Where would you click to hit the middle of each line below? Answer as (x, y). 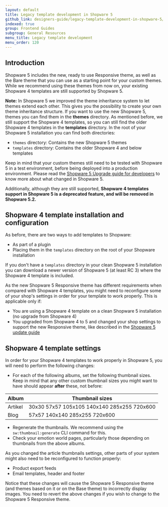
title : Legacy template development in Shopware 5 (59, 15)
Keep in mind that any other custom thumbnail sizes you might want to (85, 381)
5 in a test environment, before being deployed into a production (71, 168)
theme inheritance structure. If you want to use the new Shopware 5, (76, 111)
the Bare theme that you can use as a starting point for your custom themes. (84, 80)
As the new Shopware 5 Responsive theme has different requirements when (83, 285)
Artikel (15, 407)
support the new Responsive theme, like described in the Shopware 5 (84, 327)
